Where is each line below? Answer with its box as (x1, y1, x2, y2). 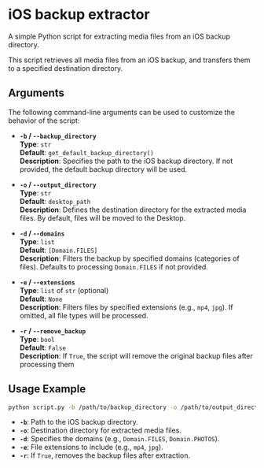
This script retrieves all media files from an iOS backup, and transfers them (8, 55, 251, 65)
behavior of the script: (8, 116, 80, 125)
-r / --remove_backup (19, 325, 86, 336)
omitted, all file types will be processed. (19, 310, 148, 320)
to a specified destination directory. (8, 63, 123, 72)
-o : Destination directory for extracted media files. (19, 425, 182, 435)
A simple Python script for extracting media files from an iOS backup (8, 32, 230, 41)
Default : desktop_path (19, 196, 91, 206)
